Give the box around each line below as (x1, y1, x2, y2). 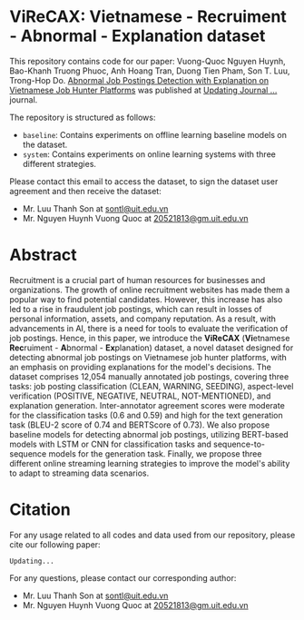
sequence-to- (212, 438, 266, 449)
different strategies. (22, 158, 97, 169)
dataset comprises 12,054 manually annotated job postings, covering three (9, 370, 289, 382)
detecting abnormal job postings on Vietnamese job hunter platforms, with (9, 351, 288, 362)
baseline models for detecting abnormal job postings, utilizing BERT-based (9, 428, 289, 439)
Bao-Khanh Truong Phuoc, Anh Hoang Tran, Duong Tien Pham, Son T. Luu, (9, 65, 290, 76)
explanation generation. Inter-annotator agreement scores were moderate (9, 399, 286, 410)
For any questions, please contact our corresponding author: (9, 572, 237, 583)
